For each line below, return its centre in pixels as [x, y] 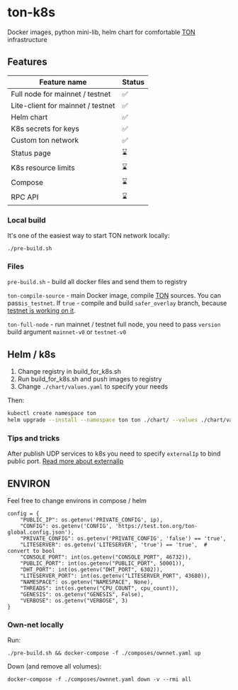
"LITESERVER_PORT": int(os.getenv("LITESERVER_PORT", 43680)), [115, 576]
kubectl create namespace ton [52, 414]
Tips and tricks [34, 438]
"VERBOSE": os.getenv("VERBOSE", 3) [74, 601]
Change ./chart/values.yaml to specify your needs [93, 387]
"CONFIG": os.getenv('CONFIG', [66, 527]
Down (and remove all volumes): [55, 667]
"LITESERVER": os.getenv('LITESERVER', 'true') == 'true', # [114, 545]
